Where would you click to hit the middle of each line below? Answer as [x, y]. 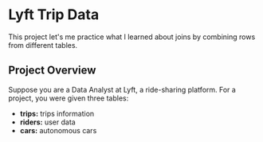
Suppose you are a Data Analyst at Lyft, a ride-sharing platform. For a [122, 89]
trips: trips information [57, 113]
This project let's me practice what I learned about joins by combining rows [132, 37]
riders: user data [47, 122]
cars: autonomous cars [58, 130]
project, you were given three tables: [69, 98]
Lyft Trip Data [54, 15]
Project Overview [52, 71]
